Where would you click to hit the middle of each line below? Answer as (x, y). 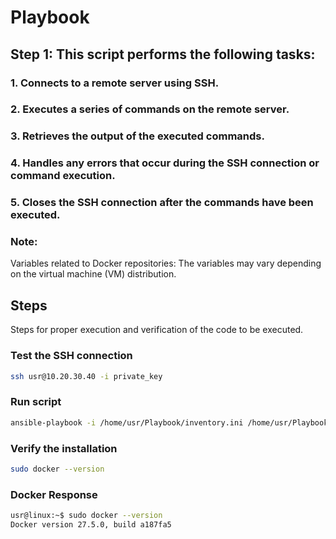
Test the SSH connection (71, 356)
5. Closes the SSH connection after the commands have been (162, 203)
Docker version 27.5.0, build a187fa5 (91, 524)
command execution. (63, 176)
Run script (36, 402)
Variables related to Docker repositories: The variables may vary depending (166, 263)
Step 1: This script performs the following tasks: (163, 54)
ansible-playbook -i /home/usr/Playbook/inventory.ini (127, 422)
